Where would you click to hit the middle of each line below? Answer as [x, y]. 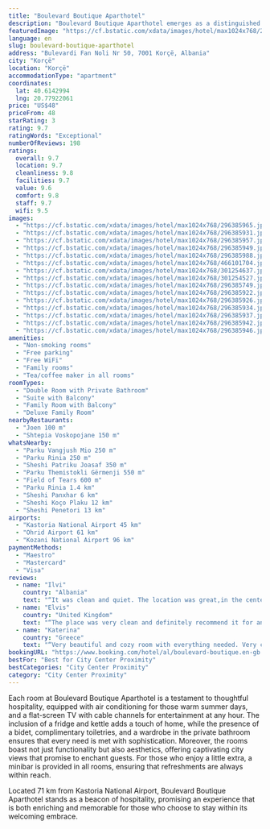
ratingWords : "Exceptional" [55, 135]
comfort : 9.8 [37, 195]
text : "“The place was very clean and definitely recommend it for [138, 622]
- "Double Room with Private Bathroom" [82, 390]
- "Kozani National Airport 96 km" [75, 541]
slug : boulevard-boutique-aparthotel [72, 46]
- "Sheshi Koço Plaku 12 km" [64, 503]
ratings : [23, 151]
